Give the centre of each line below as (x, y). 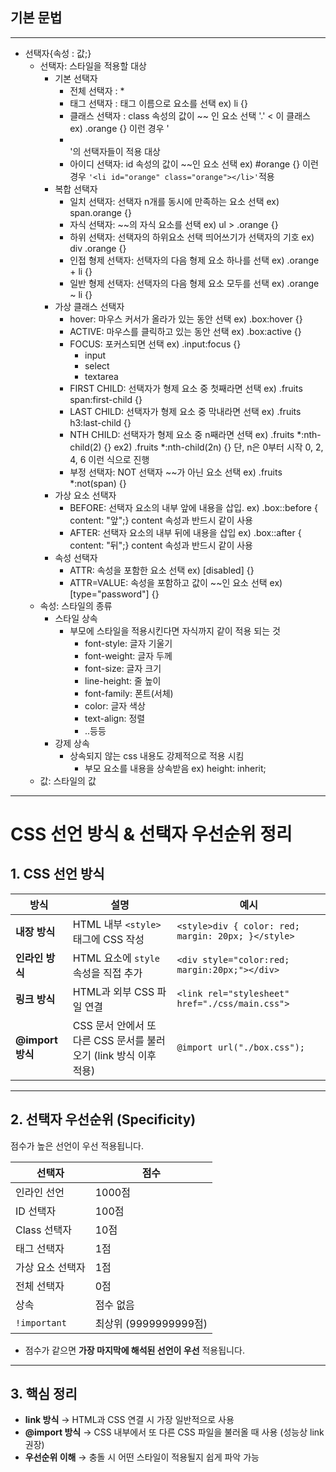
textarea (101, 376)
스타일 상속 (76, 618)
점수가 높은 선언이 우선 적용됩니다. (77, 1145)
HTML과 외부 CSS (113, 991)
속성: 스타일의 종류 (76, 605)
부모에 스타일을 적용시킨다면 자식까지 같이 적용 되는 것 (175, 630)
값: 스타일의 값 (68, 780)
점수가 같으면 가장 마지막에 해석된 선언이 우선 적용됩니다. (134, 1350)
